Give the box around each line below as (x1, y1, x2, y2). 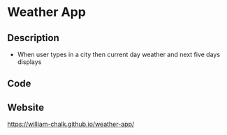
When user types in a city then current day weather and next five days (17, 50, 221, 58)
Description (7, 32, 59, 44)
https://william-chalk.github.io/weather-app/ (7, 120, 135, 129)
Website (7, 102, 44, 113)
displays (17, 58, 42, 66)
